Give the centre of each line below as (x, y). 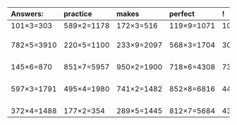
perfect (182, 14)
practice (78, 14)
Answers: (27, 14)
